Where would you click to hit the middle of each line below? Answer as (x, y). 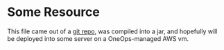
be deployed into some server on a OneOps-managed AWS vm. (98, 38)
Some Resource (54, 12)
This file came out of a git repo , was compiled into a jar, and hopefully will (112, 31)
